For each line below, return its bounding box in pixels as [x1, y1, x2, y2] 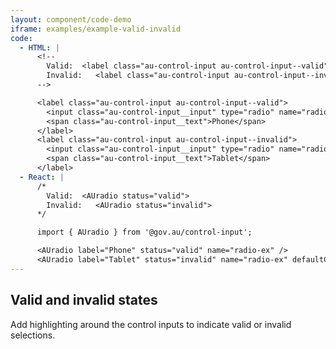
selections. [10, 329, 56, 341]
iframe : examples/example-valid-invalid [10, 24, 182, 34]
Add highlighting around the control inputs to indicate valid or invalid [10, 318, 292, 330]
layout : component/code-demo [10, 14, 132, 25]
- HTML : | [19, 42, 60, 53]
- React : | [19, 172, 65, 182]
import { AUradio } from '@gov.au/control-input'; [36, 227, 253, 238]
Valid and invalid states [10, 292, 158, 309]
